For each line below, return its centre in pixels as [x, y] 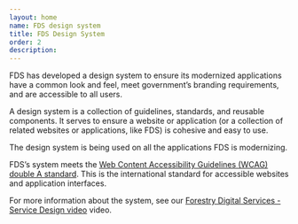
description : [33, 50]
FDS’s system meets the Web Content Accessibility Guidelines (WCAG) [139, 165]
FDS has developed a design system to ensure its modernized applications [145, 75]
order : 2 [25, 42]
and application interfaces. [58, 183]
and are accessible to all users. [66, 95]
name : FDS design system [55, 26]
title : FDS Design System [57, 34]
